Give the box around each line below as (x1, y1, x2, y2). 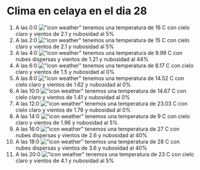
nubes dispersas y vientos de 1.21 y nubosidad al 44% (15, 55, 149, 63)
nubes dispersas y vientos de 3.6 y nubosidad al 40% (15, 144, 148, 152)
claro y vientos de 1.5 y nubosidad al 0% (15, 68, 115, 75)
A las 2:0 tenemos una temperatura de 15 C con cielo (15, 36, 190, 44)
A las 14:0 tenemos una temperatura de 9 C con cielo (15, 112, 190, 120)
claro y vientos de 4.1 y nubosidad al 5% (15, 157, 115, 164)
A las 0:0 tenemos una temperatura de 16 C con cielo (15, 24, 190, 31)
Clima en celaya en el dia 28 (7, 4, 148, 18)
